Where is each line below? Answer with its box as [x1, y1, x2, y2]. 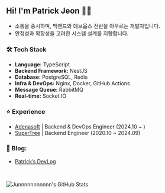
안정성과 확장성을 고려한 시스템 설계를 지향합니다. [14, 30, 129, 37]
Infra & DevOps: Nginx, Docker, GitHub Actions [14, 80, 130, 87]
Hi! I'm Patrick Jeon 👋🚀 [6, 6, 92, 16]
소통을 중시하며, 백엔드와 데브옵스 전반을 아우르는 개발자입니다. [14, 22, 161, 30]
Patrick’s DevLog [14, 157, 56, 165]
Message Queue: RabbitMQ [14, 86, 84, 94]
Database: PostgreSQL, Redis [14, 73, 88, 81]
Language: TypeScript [14, 61, 70, 68]
